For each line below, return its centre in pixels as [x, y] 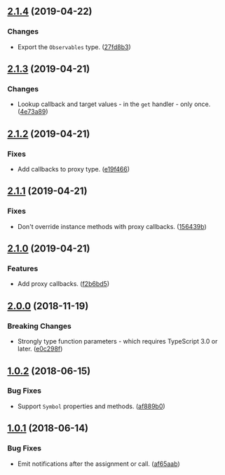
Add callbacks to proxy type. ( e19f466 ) [74, 169]
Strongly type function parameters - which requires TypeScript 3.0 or [117, 341]
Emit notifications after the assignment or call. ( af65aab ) [98, 464]
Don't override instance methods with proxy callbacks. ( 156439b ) [112, 226]
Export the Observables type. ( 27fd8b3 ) [74, 47]
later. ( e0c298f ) [40, 349]
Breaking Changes [40, 326]
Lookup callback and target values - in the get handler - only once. [114, 104]
